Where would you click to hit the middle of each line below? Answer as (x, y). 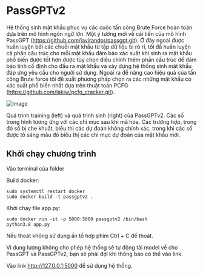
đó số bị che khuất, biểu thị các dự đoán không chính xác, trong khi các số (99, 128)
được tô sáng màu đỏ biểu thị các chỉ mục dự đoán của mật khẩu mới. (93, 135)
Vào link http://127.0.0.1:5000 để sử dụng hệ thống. (69, 265)
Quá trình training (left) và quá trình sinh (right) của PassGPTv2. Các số (95, 115)
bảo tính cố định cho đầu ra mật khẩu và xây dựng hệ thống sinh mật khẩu (99, 66)
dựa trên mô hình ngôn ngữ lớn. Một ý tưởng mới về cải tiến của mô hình (96, 33)
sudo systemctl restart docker (46, 191)
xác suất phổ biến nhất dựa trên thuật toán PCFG (67, 85)
